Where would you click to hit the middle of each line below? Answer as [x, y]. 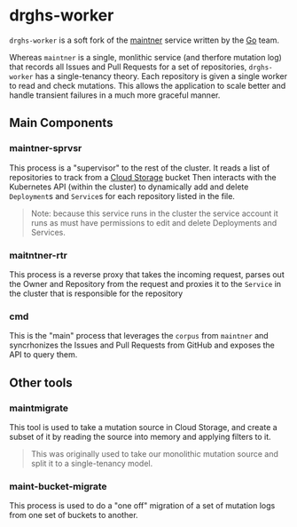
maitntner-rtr [39, 255]
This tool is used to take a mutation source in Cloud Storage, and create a [143, 427]
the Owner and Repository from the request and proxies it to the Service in [145, 283]
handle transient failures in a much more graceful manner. [115, 95]
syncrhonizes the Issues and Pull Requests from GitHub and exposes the [142, 345]
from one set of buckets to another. [74, 515]
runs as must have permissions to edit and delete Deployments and [154, 222]
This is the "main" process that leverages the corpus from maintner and [139, 336]
